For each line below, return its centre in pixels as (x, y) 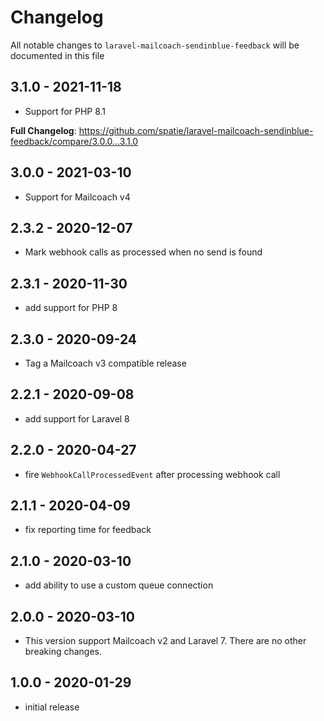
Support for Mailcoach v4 (77, 197)
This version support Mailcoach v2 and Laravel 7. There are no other (165, 641)
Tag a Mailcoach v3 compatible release (105, 363)
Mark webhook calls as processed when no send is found (143, 252)
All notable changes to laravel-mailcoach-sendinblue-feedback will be (155, 45)
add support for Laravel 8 (77, 418)
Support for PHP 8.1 (65, 111)
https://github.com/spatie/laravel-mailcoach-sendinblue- (196, 130)
